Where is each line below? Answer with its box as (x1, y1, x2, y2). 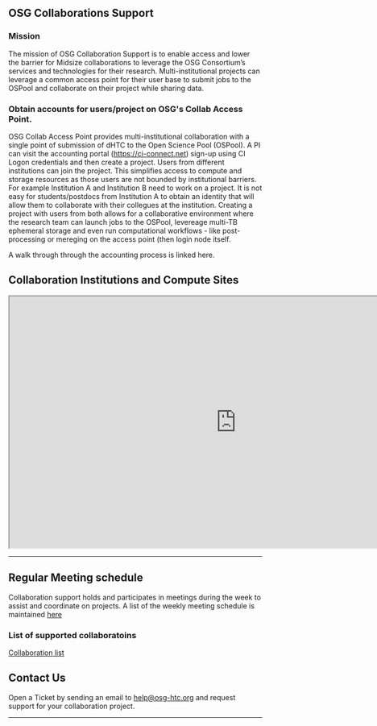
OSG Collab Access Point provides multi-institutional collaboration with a (8, 131, 250, 141)
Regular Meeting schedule (8, 571, 143, 585)
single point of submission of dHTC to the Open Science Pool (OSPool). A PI (8, 140, 261, 150)
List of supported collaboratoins (8, 629, 137, 641)
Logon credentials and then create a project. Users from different (8, 157, 225, 167)
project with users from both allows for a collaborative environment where (8, 209, 254, 218)
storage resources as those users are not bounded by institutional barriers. (8, 174, 257, 184)
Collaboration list (8, 648, 64, 658)
